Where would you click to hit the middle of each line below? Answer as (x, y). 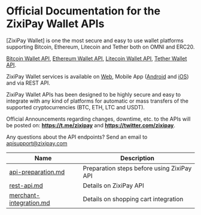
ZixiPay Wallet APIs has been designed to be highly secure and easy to (94, 94)
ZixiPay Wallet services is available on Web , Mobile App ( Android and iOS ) (98, 76)
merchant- (25, 195)
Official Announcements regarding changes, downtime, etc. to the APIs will (98, 119)
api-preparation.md (37, 172)
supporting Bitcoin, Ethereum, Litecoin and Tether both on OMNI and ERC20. (100, 47)
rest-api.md (26, 186)
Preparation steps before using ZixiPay (137, 168)
